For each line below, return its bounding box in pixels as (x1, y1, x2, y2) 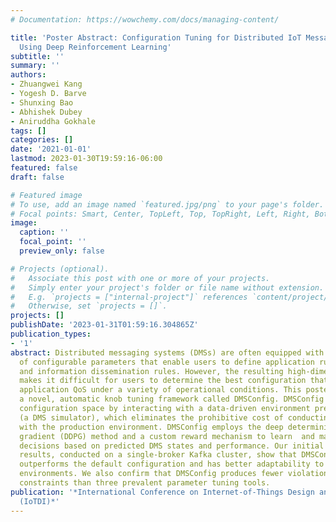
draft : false (10, 172, 65, 182)
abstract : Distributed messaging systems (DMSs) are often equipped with (10, 347, 325, 358)
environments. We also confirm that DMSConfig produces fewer (19, 469, 284, 479)
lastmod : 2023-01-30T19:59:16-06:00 (10, 154, 163, 164)
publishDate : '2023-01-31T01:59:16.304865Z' (10, 320, 199, 330)
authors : (10, 70, 47, 80)
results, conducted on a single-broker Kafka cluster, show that (19, 450, 298, 460)
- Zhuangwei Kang (10, 79, 83, 90)
